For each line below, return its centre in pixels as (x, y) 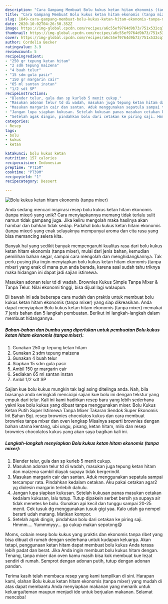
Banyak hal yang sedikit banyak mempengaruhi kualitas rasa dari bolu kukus (84, 246)
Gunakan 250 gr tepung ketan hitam (49, 348)
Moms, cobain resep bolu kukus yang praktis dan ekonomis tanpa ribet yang (84, 535)
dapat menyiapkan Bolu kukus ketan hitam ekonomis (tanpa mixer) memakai (84, 308)
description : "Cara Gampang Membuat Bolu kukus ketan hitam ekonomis (79, 10)
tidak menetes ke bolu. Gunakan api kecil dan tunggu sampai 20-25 (82, 504)
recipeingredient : (24, 56)
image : (12, 28)
